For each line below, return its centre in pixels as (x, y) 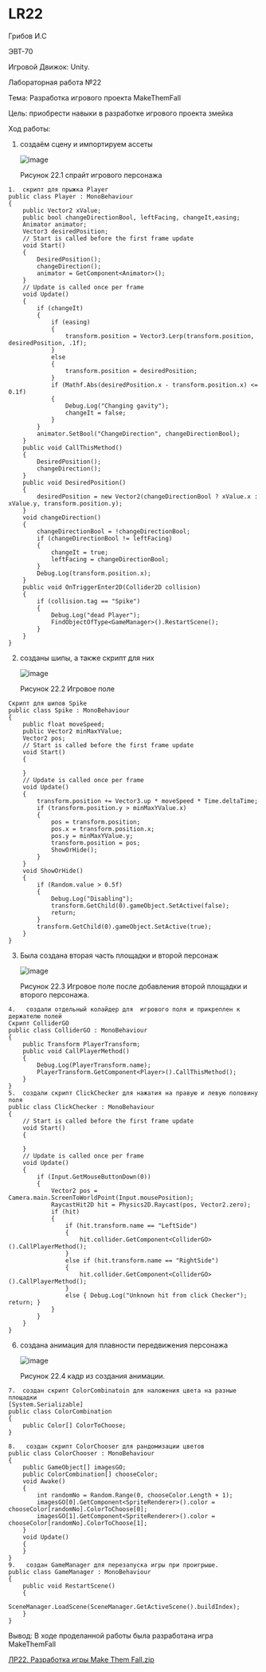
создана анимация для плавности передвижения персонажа (124, 1345)
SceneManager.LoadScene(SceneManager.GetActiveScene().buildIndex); (124, 1607)
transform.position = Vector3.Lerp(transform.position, (160, 336)
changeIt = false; (96, 413)
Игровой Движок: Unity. (49, 67)
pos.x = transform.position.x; (103, 829)
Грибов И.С (27, 36)
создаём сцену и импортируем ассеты (86, 144)
